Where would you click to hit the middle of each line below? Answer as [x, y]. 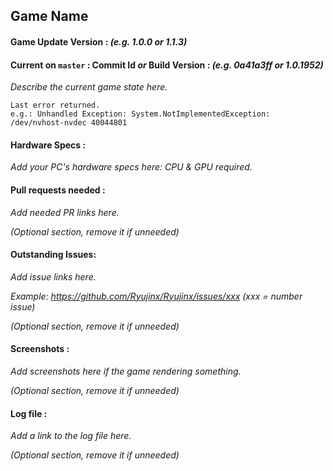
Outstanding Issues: [53, 255]
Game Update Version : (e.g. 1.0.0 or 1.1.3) [99, 41]
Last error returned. [55, 105]
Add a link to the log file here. [71, 436]
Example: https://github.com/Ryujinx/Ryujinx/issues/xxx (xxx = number [156, 296]
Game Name [49, 16]
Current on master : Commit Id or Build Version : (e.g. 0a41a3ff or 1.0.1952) [167, 65]
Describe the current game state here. [89, 87]
